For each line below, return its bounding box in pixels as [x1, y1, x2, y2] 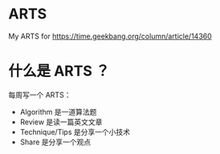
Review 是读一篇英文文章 [19, 117, 103, 127]
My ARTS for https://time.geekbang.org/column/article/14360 [8, 31, 213, 41]
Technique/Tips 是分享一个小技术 [19, 127, 131, 136]
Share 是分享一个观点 [19, 137, 92, 147]
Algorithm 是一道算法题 [19, 107, 97, 116]
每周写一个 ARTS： [8, 90, 71, 99]
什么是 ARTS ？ [8, 62, 110, 80]
